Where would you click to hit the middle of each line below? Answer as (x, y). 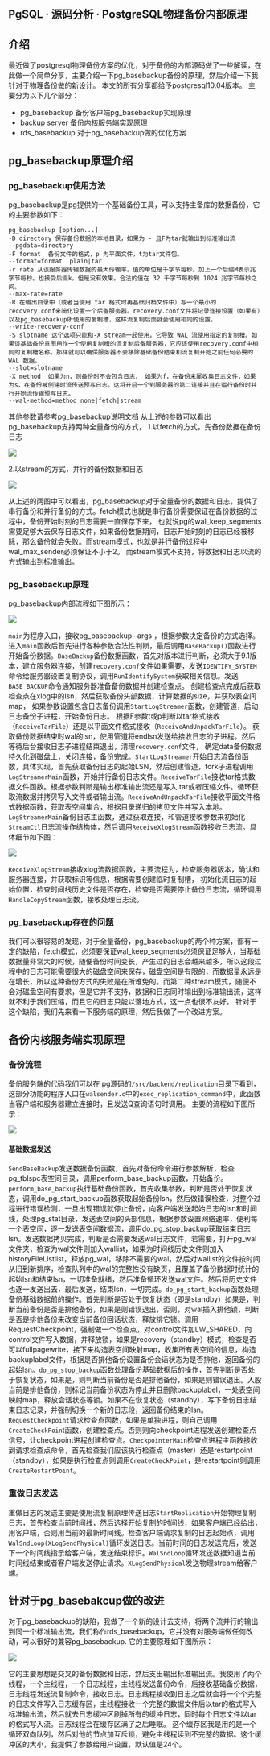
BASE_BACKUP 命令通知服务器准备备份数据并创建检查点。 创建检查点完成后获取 (135, 686)
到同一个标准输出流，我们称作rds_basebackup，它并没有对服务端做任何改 (131, 1632)
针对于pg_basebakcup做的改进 (86, 1601)
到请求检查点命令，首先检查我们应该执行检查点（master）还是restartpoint (131, 1450)
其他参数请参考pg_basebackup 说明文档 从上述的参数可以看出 (110, 416)
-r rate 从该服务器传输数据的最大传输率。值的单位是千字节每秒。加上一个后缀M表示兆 (132, 269)
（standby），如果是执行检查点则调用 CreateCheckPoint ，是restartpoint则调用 (135, 1460)
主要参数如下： (40, 214)
